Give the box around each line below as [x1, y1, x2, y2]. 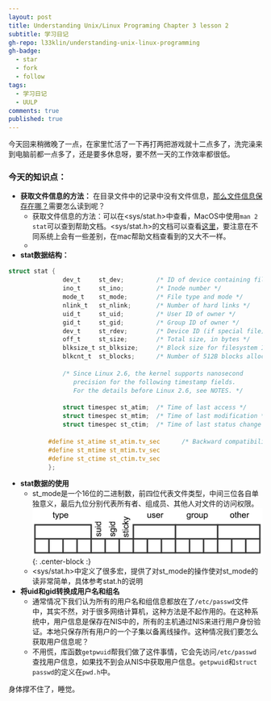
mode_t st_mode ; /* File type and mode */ [62, 293, 244, 302]
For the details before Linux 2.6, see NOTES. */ [73, 386, 244, 394]
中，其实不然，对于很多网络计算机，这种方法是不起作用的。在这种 [31, 607, 252, 616]
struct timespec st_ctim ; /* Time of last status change [62, 420, 262, 429]
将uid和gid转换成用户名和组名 [19, 586, 120, 596]
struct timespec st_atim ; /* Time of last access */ [62, 403, 248, 411]
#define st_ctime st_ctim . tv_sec [48, 454, 161, 463]
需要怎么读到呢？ [48, 202, 106, 211]
